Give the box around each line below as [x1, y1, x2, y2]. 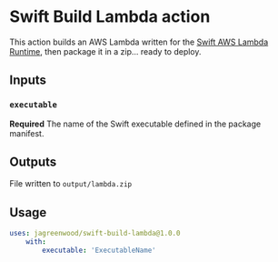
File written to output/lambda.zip [9, 178, 133, 189]
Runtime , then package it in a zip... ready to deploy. [9, 45, 202, 56]
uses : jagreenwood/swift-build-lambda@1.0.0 [9, 229, 181, 238]
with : [25, 237, 47, 247]
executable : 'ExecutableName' [42, 246, 156, 255]
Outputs [9, 155, 57, 170]
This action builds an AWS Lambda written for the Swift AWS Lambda [9, 36, 269, 47]
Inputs [9, 73, 47, 88]
